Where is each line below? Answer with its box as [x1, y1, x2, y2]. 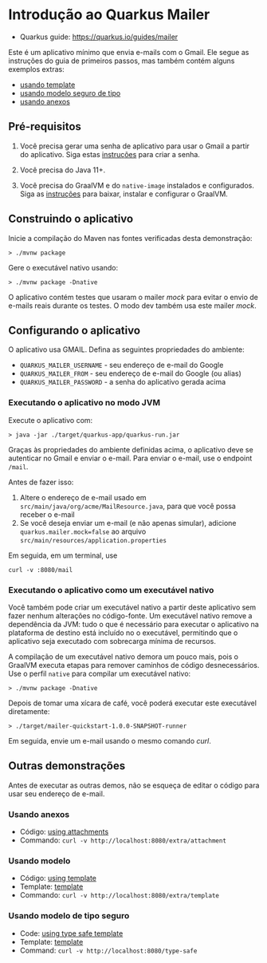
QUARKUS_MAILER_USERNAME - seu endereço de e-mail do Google [19, 361, 224, 370]
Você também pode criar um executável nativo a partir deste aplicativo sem [8, 602, 257, 612]
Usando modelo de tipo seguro [8, 910, 130, 922]
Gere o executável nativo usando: [8, 262, 118, 272]
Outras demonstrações [8, 760, 126, 773]
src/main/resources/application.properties [19, 536, 167, 544]
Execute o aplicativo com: [8, 415, 93, 424]
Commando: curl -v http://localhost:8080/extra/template [19, 890, 220, 900]
